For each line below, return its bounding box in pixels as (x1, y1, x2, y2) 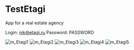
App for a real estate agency (5, 20, 64, 26)
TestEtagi (5, 3, 46, 15)
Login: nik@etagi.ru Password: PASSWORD (5, 29, 94, 35)
